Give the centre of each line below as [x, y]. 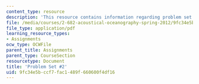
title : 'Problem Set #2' [37, 67]
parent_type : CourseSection [41, 56]
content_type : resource [36, 12]
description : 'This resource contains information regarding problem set [99, 17]
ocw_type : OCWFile [29, 45]
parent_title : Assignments [39, 50]
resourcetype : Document [36, 61]
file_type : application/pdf [41, 28]
